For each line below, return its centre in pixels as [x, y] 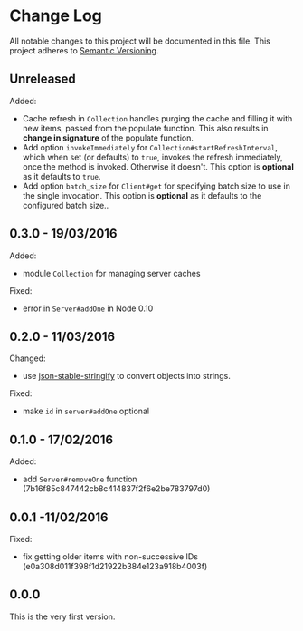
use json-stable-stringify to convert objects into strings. [126, 376]
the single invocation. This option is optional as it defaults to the [142, 195]
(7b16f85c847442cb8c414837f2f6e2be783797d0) [116, 489]
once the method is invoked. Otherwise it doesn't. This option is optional [158, 166]
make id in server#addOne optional [86, 411]
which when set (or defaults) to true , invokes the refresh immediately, [152, 157]
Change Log [56, 16]
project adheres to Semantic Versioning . [84, 50]
